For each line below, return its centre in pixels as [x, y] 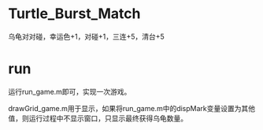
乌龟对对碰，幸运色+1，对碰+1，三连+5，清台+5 [87, 36]
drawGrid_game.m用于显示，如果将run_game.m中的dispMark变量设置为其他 [132, 108]
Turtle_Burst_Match [74, 14]
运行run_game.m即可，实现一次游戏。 [70, 91]
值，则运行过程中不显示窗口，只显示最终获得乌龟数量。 [98, 118]
